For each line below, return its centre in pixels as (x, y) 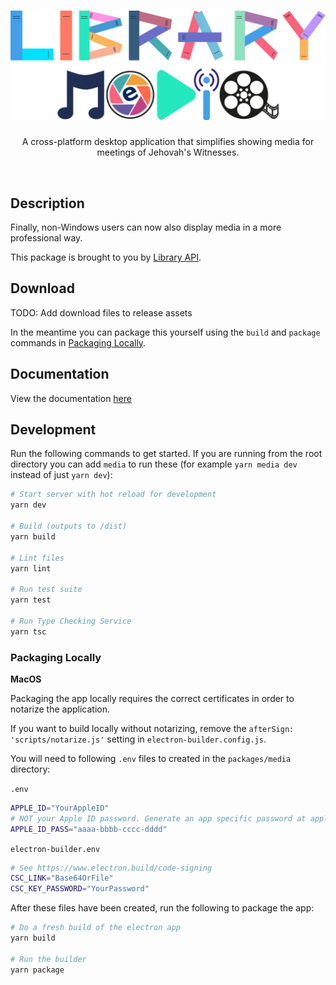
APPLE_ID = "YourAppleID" (60, 808)
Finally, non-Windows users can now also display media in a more (146, 227)
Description (47, 203)
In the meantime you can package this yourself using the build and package (165, 332)
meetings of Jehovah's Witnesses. (168, 152)
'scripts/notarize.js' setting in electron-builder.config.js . (138, 739)
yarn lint (31, 568)
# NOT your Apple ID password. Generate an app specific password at (158, 818)
